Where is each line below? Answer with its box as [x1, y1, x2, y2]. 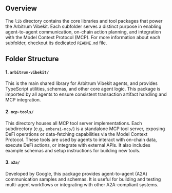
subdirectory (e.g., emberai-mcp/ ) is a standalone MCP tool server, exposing [5, 126, 165, 132]
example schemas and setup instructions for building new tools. [5, 147, 141, 153]
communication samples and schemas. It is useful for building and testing [5, 176, 161, 182]
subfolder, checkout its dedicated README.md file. [5, 40, 107, 46]
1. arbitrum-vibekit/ [5, 69, 49, 75]
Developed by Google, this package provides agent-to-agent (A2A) [5, 170, 148, 177]
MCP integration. [5, 97, 41, 103]
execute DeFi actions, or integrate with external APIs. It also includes [5, 142, 150, 148]
